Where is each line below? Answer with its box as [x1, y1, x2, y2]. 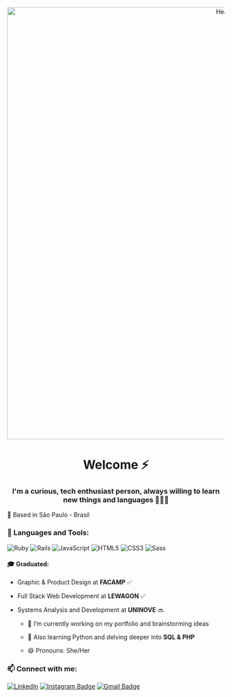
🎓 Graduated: [7, 560, 50, 568]
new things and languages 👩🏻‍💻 [63, 495, 169, 505]
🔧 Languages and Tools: [7, 528, 90, 538]
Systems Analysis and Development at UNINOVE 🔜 [17, 605, 164, 614]
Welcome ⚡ [82, 457, 150, 473]
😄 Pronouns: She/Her [27, 646, 90, 654]
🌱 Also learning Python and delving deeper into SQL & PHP [27, 633, 195, 641]
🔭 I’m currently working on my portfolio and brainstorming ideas [27, 619, 209, 628]
